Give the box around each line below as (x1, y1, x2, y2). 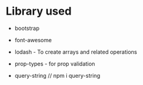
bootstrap (14, 24, 40, 32)
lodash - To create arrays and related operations (14, 48, 137, 56)
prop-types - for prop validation (14, 60, 96, 67)
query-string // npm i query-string (14, 72, 101, 79)
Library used (6, 4, 72, 18)
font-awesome (14, 36, 52, 43)
